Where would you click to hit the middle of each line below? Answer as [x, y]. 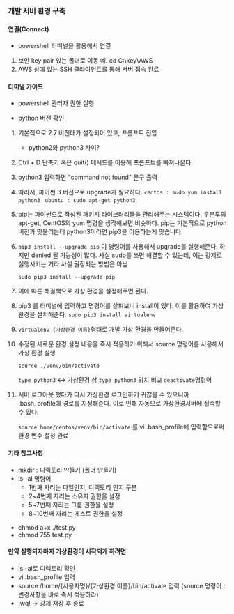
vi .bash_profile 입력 [46, 577]
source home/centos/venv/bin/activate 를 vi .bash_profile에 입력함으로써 [121, 427]
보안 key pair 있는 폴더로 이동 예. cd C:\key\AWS [85, 61]
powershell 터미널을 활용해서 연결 [64, 46]
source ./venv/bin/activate [58, 366]
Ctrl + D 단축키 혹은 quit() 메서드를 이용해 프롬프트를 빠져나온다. [106, 162]
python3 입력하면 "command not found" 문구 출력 [88, 177]
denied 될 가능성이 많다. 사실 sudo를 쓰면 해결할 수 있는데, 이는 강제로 [126, 255]
